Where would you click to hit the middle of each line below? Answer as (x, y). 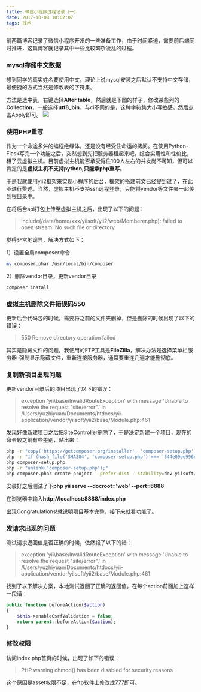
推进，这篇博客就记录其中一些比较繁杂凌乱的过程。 (74, 48)
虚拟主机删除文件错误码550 (46, 304)
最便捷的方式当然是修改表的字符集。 (51, 87)
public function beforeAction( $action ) (56, 605)
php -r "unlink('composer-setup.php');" (57, 468)
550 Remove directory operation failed (68, 338)
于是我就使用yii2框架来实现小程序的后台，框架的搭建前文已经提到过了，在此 (100, 181)
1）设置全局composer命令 (38, 252)
